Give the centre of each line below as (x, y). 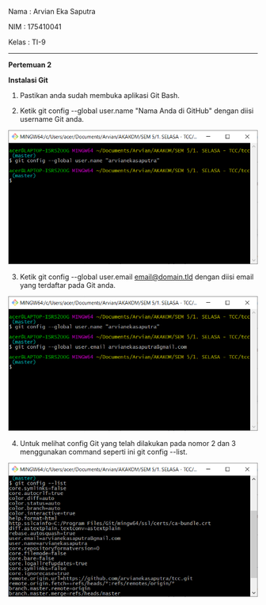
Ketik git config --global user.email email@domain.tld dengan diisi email (137, 277)
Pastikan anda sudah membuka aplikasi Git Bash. (100, 95)
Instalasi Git (28, 80)
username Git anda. (52, 119)
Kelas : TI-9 (27, 42)
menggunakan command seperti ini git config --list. (103, 452)
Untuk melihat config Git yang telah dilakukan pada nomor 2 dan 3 (127, 443)
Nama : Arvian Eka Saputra (52, 11)
